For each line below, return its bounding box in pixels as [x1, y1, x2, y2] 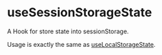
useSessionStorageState [7, 5, 152, 20]
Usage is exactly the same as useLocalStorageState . [7, 40, 156, 48]
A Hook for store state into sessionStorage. [7, 27, 129, 35]
